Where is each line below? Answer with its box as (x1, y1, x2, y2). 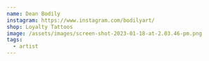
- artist (13, 43, 39, 50)
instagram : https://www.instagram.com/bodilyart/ (6, 17, 156, 24)
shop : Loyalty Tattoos (6, 23, 73, 30)
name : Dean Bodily (6, 10, 61, 18)
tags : (6, 36, 23, 43)
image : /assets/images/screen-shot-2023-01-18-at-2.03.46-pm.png (6, 29, 202, 37)
